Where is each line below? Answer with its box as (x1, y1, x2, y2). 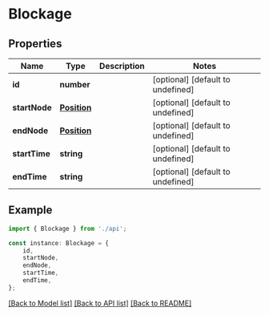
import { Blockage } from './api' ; (8, 224, 127, 232)
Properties (8, 37, 62, 50)
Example (8, 204, 53, 217)
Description (98, 61, 146, 71)
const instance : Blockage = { (8, 239, 110, 247)
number (59, 79, 90, 90)
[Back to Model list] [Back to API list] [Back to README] (8, 298, 192, 308)
